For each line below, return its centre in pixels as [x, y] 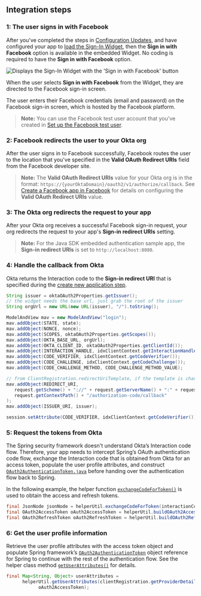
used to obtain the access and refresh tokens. [63, 496]
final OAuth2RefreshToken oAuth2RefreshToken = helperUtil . [83, 518]
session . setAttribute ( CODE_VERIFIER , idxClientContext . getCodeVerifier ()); [103, 417]
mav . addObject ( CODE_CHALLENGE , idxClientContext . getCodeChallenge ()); [96, 362]
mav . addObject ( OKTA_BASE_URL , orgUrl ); [56, 340]
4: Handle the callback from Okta [55, 265]
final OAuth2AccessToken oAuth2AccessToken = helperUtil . [80, 512]
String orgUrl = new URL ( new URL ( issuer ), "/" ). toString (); [83, 307]
